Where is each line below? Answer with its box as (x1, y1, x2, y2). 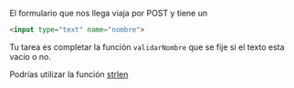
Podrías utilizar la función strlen (9, 68, 129, 80)
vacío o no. (9, 51, 52, 62)
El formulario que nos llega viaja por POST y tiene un (9, 8, 208, 18)
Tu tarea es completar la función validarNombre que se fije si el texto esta (9, 41, 285, 53)
